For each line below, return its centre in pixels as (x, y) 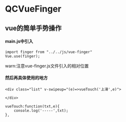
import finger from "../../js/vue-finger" (49, 52)
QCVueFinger (33, 9)
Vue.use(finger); (23, 56)
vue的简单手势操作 (33, 28)
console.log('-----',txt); (41, 110)
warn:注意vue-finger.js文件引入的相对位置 (47, 66)
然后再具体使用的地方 (26, 78)
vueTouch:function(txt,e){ (32, 106)
